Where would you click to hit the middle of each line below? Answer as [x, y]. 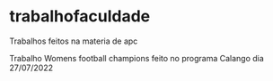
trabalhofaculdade [80, 16]
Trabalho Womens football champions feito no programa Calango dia [137, 58]
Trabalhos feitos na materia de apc [74, 41]
